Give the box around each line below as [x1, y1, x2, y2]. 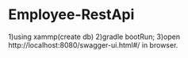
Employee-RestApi [8, 6, 135, 24]
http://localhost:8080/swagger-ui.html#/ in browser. [8, 40, 178, 49]
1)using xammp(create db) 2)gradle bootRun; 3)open [8, 32, 181, 41]
